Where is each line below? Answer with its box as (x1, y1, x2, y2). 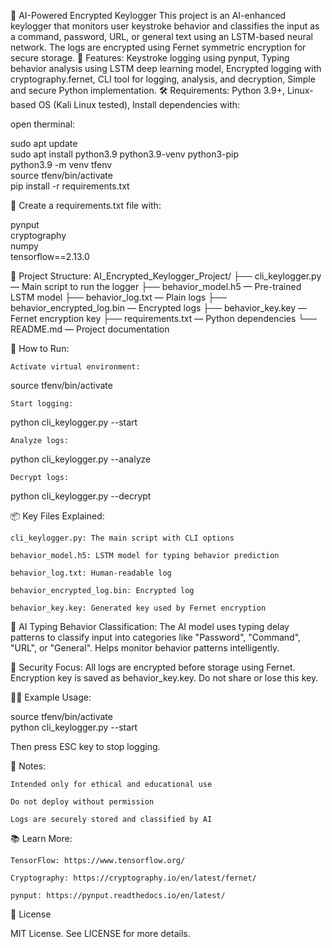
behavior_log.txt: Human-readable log (10, 568, 172, 578)
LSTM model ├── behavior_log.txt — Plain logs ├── (10, 291, 227, 303)
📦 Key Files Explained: (10, 510, 105, 522)
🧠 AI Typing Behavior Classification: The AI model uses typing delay (10, 621, 290, 632)
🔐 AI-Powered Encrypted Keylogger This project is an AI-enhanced (10, 10, 287, 21)
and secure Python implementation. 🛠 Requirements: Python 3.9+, (10, 85, 285, 96)
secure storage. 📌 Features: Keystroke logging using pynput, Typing (10, 52, 290, 64)
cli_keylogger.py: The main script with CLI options (10, 533, 235, 543)
